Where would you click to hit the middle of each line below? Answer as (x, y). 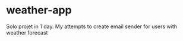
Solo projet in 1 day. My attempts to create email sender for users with (91, 26)
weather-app (39, 10)
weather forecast (27, 32)
